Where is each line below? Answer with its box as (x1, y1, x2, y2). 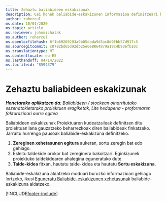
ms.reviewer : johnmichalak (5, 30, 61, 35)
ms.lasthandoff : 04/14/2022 (5, 58, 64, 63)
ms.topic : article (5, 26, 43, 31)
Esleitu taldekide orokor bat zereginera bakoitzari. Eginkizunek (12, 151, 140, 157)
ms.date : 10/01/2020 (5, 21, 48, 26)
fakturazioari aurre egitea (5, 111, 58, 117)
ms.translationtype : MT (5, 48, 55, 53)
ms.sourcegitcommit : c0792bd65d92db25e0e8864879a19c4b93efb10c (5, 44, 138, 49)
